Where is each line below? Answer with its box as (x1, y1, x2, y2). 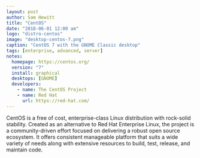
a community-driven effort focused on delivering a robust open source (6, 127, 181, 134)
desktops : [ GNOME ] (11, 75, 58, 81)
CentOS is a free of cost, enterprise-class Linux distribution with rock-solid (6, 114, 191, 121)
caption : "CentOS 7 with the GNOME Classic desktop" (6, 42, 141, 48)
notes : (6, 53, 23, 59)
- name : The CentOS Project (17, 87, 87, 93)
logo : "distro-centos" (6, 31, 63, 37)
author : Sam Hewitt (6, 14, 55, 20)
